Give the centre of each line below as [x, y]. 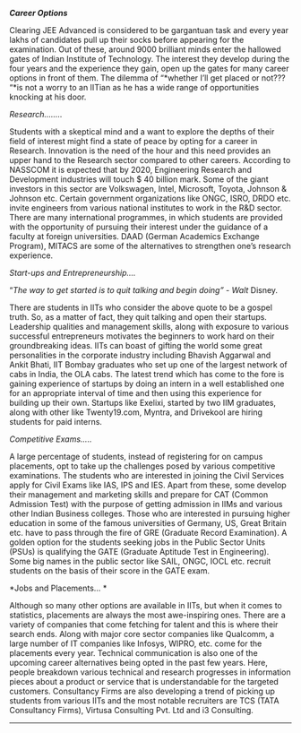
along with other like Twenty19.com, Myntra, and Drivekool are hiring [136, 412]
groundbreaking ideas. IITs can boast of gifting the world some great [136, 345]
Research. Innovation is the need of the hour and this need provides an [140, 151]
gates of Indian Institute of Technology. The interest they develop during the [150, 59]
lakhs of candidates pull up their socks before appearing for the [127, 40]
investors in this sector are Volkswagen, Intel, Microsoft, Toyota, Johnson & [148, 189]
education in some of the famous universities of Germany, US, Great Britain [148, 523]
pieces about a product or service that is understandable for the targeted [144, 681]
